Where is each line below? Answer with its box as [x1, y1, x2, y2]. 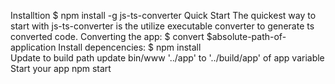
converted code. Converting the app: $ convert [10, 31, 205, 42]
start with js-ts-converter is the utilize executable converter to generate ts [10, 20, 315, 32]
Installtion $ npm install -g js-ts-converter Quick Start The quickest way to [10, 10, 317, 21]
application [10, 41, 57, 53]
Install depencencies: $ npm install [58, 41, 202, 53]
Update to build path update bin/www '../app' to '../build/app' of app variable [10, 52, 325, 64]
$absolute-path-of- [206, 31, 287, 42]
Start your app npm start [10, 63, 112, 74]
